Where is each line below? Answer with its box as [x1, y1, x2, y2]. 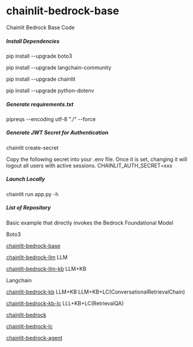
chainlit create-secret [6, 144, 59, 151]
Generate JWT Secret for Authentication [6, 129, 109, 136]
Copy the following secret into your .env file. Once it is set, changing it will [6, 156, 188, 163]
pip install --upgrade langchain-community [6, 64, 112, 71]
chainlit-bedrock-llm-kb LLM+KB [6, 265, 87, 272]
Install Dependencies [6, 37, 60, 45]
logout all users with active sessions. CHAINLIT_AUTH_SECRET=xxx [6, 162, 173, 169]
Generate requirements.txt [6, 100, 74, 108]
